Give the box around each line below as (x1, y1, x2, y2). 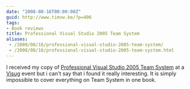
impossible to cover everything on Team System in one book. (6, 76, 157, 83)
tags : (6, 20, 20, 26)
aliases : (6, 36, 28, 42)
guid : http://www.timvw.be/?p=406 (6, 14, 92, 20)
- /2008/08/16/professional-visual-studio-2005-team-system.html (8, 47, 175, 53)
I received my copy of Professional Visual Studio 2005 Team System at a (6, 63, 185, 71)
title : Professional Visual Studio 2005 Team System (6, 31, 140, 37)
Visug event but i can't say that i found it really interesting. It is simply (6, 69, 177, 77)
